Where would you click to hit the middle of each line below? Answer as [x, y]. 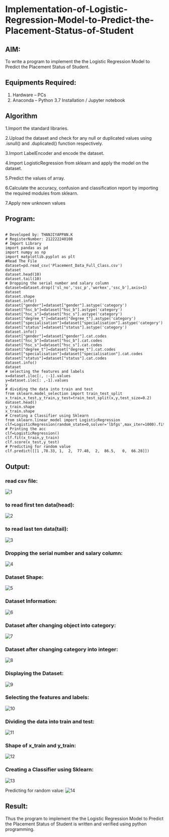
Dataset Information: [31, 601]
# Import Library [23, 244]
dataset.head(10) [23, 274]
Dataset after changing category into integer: [62, 649]
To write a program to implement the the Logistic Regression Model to [77, 61]
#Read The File [21, 261]
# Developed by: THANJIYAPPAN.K [39, 235]
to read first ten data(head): [40, 505]
